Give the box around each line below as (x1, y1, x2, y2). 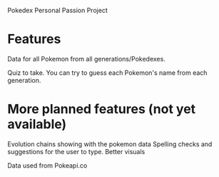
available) (7, 116, 67, 133)
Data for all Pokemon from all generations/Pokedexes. (7, 54, 165, 63)
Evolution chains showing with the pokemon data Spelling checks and (7, 139, 213, 148)
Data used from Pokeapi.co (7, 161, 88, 170)
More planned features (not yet (7, 101, 196, 117)
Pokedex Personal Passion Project (7, 6, 108, 14)
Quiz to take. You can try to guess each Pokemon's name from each (7, 68, 208, 77)
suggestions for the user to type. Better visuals (7, 147, 146, 156)
